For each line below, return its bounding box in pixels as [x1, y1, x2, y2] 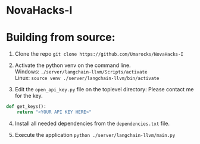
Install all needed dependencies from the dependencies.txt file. [14, 120, 170, 127]
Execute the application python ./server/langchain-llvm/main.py [14, 131, 176, 138]
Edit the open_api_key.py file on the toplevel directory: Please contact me [14, 86, 194, 93]
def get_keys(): [6, 104, 46, 110]
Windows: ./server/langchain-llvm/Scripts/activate [14, 68, 148, 75]
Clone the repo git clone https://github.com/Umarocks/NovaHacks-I [14, 50, 184, 57]
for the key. [14, 92, 43, 100]
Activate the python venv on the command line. [14, 62, 131, 69]
